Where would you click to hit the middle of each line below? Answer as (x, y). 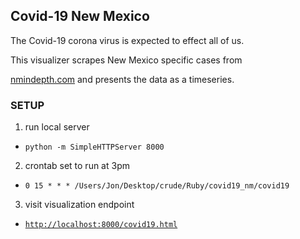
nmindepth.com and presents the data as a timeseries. (122, 79)
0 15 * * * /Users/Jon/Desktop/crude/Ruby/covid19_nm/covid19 (157, 186)
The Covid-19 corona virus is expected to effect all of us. (127, 40)
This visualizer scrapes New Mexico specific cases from (126, 60)
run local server (57, 127)
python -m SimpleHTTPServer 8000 (94, 147)
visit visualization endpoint (79, 205)
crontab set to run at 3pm (77, 166)
